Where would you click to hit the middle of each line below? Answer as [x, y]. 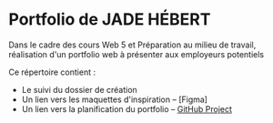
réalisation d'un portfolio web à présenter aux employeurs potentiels [136, 54]
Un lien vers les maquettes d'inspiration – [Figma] [115, 99]
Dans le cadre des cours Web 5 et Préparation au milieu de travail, [132, 45]
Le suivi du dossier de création [79, 89]
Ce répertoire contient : [52, 72]
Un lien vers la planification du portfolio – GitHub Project [127, 108]
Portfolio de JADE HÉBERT [110, 20]
